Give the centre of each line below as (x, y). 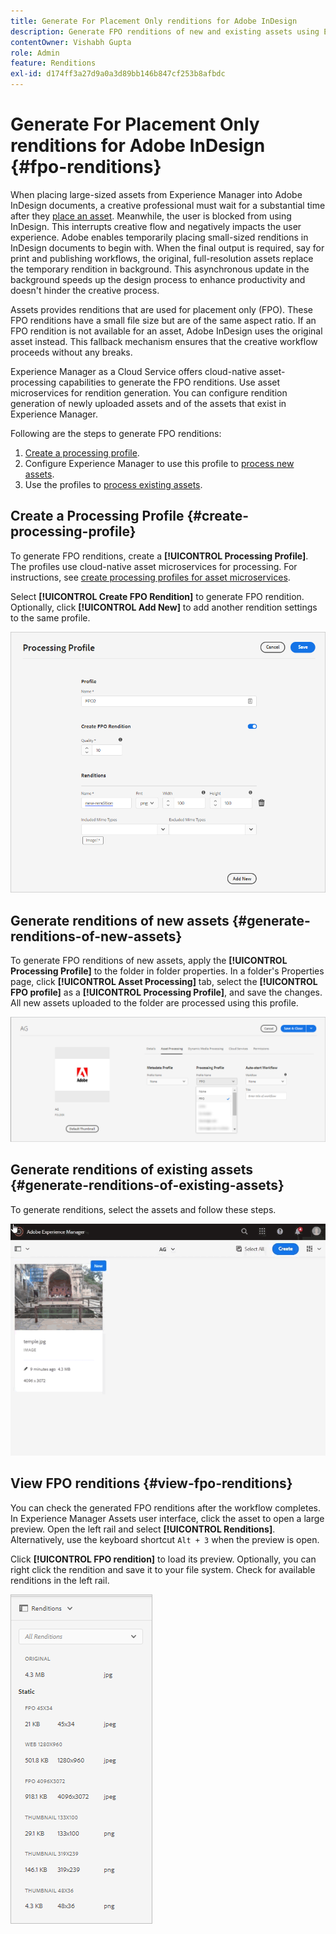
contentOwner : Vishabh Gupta (71, 42)
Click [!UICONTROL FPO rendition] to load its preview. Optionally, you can (163, 1559)
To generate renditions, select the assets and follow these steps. (143, 1209)
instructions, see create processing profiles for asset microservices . (150, 577)
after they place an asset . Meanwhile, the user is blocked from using (151, 216)
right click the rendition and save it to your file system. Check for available (163, 1569)
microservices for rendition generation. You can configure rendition (149, 392)
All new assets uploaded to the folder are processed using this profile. (154, 1003)
